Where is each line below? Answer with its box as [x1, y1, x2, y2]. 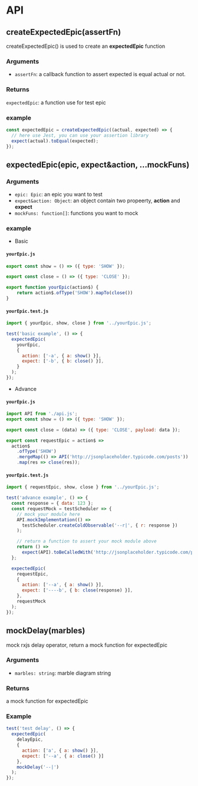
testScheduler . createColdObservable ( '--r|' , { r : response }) [21, 522, 178, 528]
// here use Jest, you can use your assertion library [11, 132, 149, 139]
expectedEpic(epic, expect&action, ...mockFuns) [6, 160, 190, 170]
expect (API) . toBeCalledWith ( [21, 550, 94, 555]
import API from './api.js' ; [6, 411, 78, 417]
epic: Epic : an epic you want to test [14, 191, 103, 198]
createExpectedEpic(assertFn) [6, 27, 121, 37]
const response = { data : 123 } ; [11, 501, 94, 507]
